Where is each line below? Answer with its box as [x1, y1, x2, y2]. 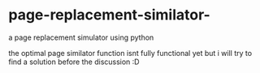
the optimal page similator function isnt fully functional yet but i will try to [8, 48, 253, 58]
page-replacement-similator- [8, 6, 211, 24]
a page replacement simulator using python [8, 32, 154, 42]
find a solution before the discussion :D [8, 57, 140, 67]
